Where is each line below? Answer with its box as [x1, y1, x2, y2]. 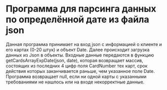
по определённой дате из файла [6, 14, 150, 25]
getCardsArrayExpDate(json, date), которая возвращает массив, [6, 57, 143, 63]
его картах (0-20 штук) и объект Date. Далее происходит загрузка [6, 47, 150, 53]
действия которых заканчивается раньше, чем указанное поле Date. [6, 68, 155, 74]
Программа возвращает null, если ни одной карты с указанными [6, 73, 147, 79]
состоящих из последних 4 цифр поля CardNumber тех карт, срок [6, 63, 148, 69]
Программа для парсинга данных [6, 3, 156, 15]
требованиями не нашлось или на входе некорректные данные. [6, 79, 145, 85]
